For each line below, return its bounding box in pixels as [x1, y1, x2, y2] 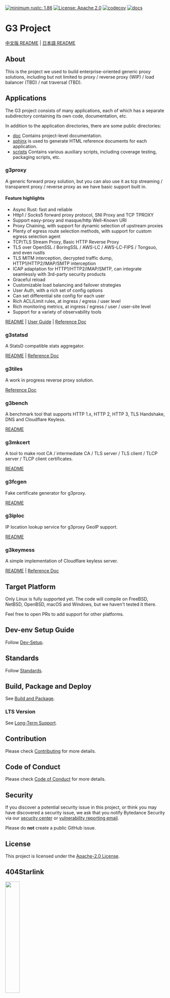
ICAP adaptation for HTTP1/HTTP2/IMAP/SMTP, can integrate [12, 266, 142, 272]
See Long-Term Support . [5, 719, 57, 726]
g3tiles [5, 365, 23, 372]
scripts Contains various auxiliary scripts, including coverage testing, [12, 149, 157, 155]
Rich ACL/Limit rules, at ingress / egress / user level [12, 298, 121, 304]
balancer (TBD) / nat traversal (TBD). [5, 79, 82, 85]
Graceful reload [12, 277, 46, 283]
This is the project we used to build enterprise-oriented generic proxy [5, 68, 151, 75]
